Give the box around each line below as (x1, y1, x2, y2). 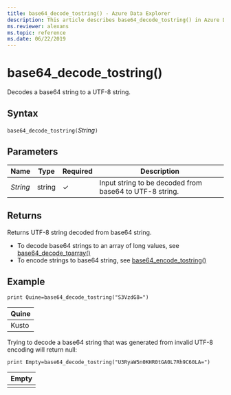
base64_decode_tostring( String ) (7, 126, 98, 134)
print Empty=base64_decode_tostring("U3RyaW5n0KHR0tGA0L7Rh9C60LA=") (7, 359, 211, 366)
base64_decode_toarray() (16, 249, 91, 257)
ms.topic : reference (7, 29, 67, 36)
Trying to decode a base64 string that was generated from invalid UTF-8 (7, 338, 213, 347)
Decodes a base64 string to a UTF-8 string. (7, 88, 131, 96)
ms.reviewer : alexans (7, 23, 69, 30)
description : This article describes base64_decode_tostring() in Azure (7, 16, 220, 23)
